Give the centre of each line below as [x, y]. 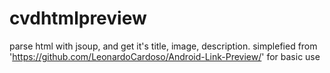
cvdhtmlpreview [78, 18]
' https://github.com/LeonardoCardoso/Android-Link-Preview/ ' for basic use [165, 56]
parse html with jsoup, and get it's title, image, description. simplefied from [163, 46]
